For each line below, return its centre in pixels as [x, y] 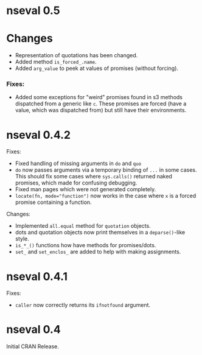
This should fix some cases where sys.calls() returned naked [93, 177]
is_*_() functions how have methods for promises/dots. [85, 245]
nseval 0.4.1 [37, 276]
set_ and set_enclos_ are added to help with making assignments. [98, 252]
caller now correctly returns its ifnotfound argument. [83, 305]
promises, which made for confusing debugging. [76, 183]
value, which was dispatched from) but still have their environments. [101, 110]
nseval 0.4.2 [39, 135]
